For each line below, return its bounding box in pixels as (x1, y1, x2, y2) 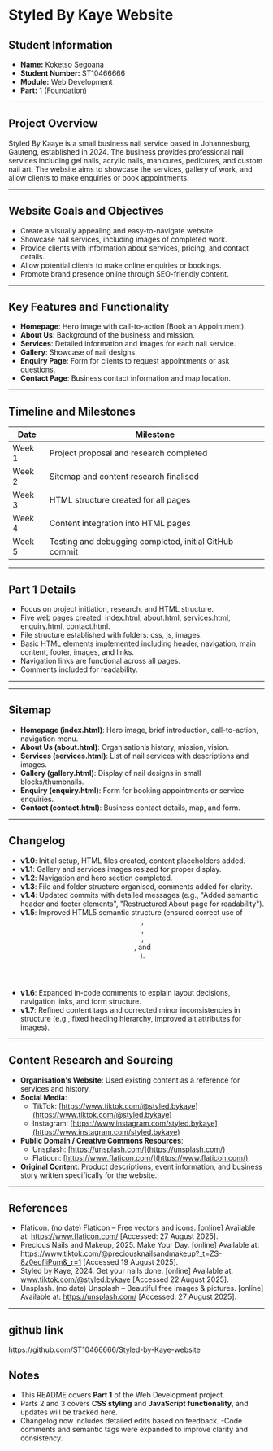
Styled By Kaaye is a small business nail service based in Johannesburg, (8, 138, 252, 148)
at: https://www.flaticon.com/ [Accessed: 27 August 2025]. (19, 1231, 219, 1241)
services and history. (19, 1083, 91, 1093)
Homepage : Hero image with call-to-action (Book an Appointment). (19, 321, 246, 331)
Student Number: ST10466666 (19, 68, 126, 78)
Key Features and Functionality (8, 300, 169, 314)
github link (8, 1323, 63, 1337)
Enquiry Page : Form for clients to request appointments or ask (19, 356, 230, 366)
